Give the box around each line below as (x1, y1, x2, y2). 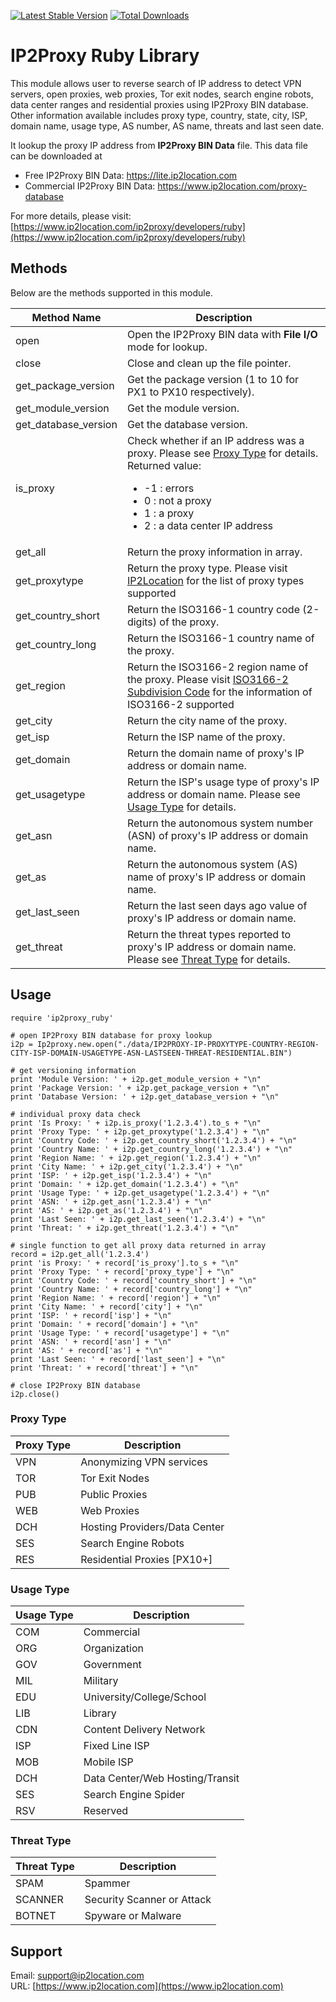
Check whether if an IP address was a (126, 433, 305, 447)
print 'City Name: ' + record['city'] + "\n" (10, 1301, 203, 1312)
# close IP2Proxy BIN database (10, 1380, 141, 1390)
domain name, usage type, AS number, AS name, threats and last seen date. (10, 120, 325, 132)
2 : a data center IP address (144, 518, 274, 532)
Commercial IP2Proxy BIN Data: (24, 180, 156, 192)
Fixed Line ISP (83, 1739, 150, 1753)
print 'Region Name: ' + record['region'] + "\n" (10, 1293, 222, 1303)
